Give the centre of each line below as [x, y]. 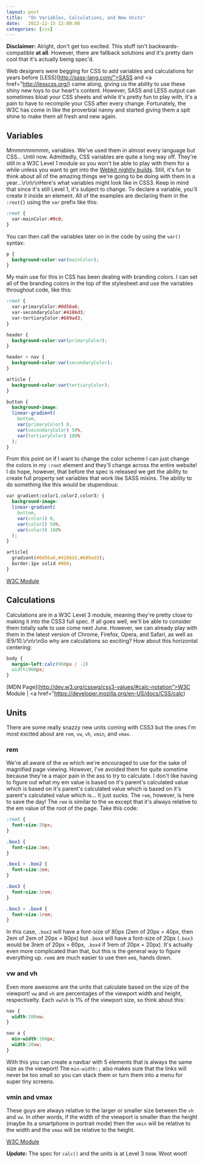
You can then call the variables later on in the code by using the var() [93, 236]
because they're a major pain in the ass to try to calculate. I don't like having [102, 776]
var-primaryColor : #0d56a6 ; [46, 307]
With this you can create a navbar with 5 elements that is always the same [99, 1062]
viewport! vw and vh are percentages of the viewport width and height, [94, 993]
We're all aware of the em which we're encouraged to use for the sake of [97, 763]
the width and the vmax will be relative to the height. [71, 1130]
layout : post [23, 12]
